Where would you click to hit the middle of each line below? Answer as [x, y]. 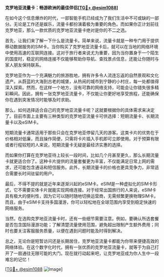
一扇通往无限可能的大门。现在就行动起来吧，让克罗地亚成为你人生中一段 [86, 253]
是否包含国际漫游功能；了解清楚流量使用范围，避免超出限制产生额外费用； [80, 225]
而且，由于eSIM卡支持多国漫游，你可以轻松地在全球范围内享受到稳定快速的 [81, 202]
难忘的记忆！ [18, 259]
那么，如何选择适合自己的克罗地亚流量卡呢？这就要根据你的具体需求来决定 [80, 110]
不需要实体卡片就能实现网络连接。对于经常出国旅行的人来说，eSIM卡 [87, 190]
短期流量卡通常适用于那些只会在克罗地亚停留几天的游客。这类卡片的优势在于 [82, 133]
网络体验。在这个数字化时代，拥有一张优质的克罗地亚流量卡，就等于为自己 [80, 247]
